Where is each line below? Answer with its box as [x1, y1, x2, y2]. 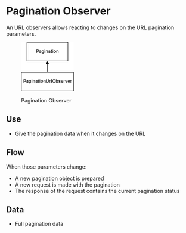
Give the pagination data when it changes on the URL [14, 130, 146, 137]
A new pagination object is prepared [14, 175, 104, 182]
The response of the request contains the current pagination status [14, 187, 180, 194]
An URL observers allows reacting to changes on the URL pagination [6, 24, 175, 31]
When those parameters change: [6, 163, 87, 170]
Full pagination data [14, 220, 64, 228]
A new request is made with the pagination [14, 181, 120, 188]
